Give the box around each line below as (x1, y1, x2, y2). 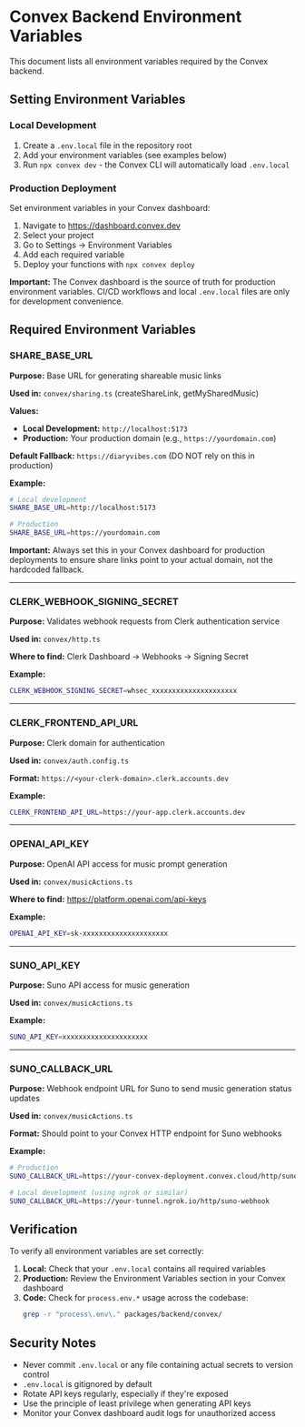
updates (9, 1093, 41, 1104)
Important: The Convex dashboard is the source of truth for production (9, 276, 276, 287)
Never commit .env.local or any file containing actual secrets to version (22, 1360, 293, 1371)
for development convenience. (9, 296, 124, 307)
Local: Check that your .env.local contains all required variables (22, 1263, 266, 1274)
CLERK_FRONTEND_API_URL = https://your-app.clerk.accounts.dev (9, 808, 246, 817)
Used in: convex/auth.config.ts (9, 755, 130, 766)
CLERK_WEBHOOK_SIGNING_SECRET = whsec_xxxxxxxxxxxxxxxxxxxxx (9, 687, 238, 696)
